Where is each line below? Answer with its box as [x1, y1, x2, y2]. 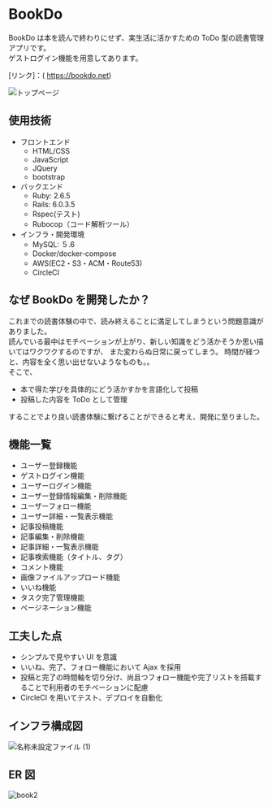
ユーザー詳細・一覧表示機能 [19, 511, 114, 521]
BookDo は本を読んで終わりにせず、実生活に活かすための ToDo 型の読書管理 [8, 33, 265, 42]
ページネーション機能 [19, 603, 92, 613]
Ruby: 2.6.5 [32, 190, 71, 200]
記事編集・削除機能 [19, 531, 85, 541]
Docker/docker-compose [32, 249, 117, 258]
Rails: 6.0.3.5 [32, 199, 76, 209]
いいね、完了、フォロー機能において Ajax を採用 [19, 662, 181, 672]
